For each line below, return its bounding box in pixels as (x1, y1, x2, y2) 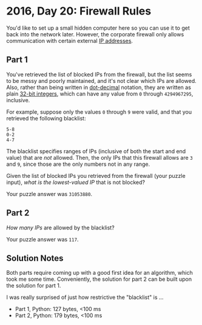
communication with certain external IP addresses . (6, 37, 133, 44)
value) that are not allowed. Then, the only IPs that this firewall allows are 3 (6, 154, 193, 161)
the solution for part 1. (6, 282, 61, 289)
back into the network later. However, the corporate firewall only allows (6, 30, 184, 38)
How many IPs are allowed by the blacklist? (6, 224, 115, 231)
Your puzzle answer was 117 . (6, 235, 79, 243)
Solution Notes (6, 253, 64, 263)
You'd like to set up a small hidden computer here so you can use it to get (6, 24, 190, 31)
